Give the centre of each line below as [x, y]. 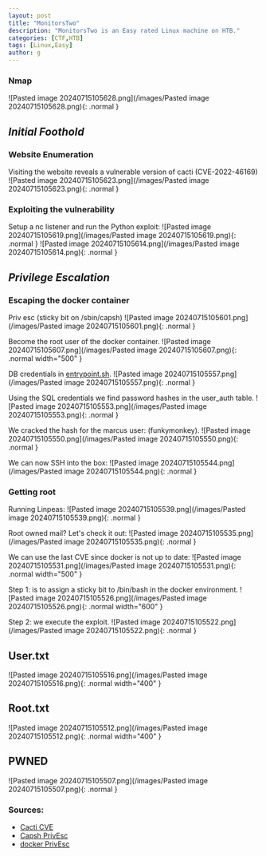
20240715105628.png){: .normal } [64, 107]
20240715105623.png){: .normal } [64, 188]
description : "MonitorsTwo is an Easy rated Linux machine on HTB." [124, 30]
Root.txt [29, 709]
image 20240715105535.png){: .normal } [130, 542]
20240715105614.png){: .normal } [63, 252]
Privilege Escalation [59, 277]
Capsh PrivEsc [44, 836]
